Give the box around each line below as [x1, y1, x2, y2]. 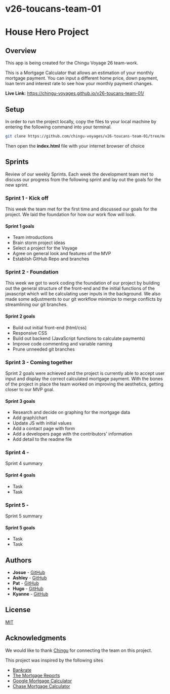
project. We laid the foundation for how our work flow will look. [5, 211, 136, 217]
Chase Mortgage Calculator [12, 683, 70, 689]
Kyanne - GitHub [12, 591, 49, 597]
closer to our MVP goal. [5, 386, 55, 392]
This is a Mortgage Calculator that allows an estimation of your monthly [5, 70, 154, 76]
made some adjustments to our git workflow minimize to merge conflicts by [5, 296, 162, 302]
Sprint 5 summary [5, 513, 42, 519]
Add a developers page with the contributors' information [12, 431, 133, 437]
